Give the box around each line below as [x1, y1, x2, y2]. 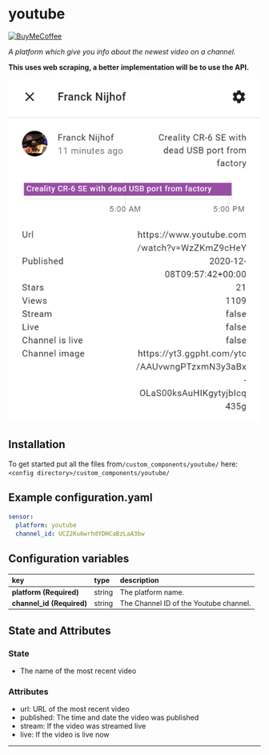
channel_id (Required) [11, 598, 88, 608]
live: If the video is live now [19, 730, 110, 740]
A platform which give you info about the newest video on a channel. [8, 46, 236, 56]
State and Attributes [8, 624, 111, 637]
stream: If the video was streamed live [19, 721, 147, 731]
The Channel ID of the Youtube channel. [119, 598, 251, 608]
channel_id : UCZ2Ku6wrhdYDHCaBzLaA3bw [15, 530, 146, 538]
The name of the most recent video [19, 666, 137, 676]
